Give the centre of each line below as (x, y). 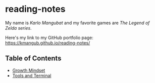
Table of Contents (33, 59)
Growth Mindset (29, 70)
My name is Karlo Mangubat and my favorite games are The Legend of (77, 23)
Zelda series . (19, 28)
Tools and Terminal (32, 76)
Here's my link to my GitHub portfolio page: (49, 38)
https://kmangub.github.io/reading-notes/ (48, 42)
